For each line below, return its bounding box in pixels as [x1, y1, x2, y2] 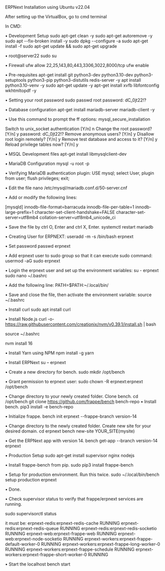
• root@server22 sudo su [5, 53, 57, 59]
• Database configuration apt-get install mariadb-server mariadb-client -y [5, 107, 155, 112]
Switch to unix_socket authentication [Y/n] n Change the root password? [5, 126, 152, 132]
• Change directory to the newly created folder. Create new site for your [5, 423, 151, 429]
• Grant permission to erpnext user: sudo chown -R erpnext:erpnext [5, 379, 143, 384]
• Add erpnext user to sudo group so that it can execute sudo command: [5, 253, 153, 258]
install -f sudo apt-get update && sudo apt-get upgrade [5, 43, 117, 49]
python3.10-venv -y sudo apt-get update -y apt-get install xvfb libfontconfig [5, 82, 160, 88]
